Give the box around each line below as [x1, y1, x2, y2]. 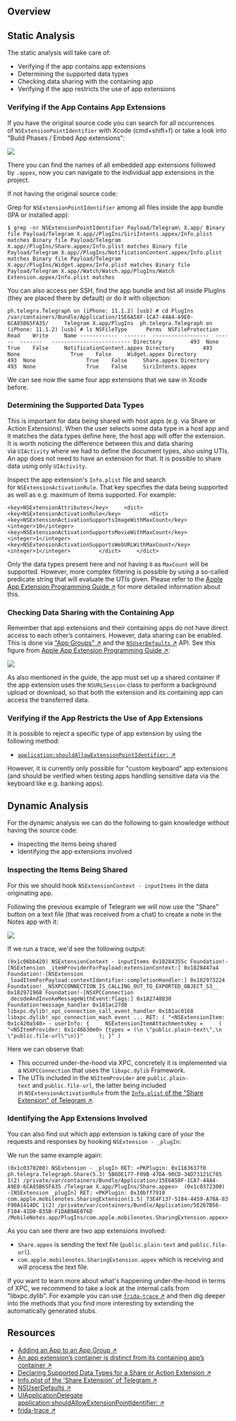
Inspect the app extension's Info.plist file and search [7, 475, 166, 484]
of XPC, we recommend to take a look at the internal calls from [7, 1284, 190, 1292]
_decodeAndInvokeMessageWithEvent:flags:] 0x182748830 [7, 995, 172, 1002]
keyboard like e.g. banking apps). [7, 779, 104, 788]
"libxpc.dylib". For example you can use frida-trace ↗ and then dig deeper [7, 1291, 225, 1300]
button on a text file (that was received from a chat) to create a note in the [7, 910, 222, 918]
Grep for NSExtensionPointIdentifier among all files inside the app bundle [7, 203, 224, 211]
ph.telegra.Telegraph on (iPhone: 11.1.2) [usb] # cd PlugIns [7, 307, 194, 314]
